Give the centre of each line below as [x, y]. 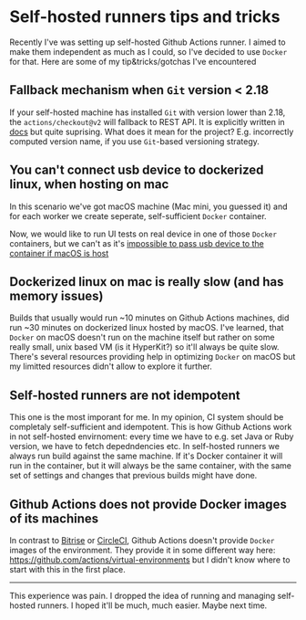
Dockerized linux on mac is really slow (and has [147, 282]
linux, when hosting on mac [89, 184]
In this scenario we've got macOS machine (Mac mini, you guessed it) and [149, 206]
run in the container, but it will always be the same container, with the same [150, 466]
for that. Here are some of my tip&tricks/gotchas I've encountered [133, 61]
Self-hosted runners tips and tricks [145, 17]
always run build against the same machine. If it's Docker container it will [146, 456]
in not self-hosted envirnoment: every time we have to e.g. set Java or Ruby [152, 436]
